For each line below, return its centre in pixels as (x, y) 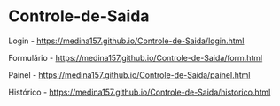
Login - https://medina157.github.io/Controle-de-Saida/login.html (126, 41)
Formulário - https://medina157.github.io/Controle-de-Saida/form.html (136, 57)
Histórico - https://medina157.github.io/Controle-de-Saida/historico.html (140, 92)
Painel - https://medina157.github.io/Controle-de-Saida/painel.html (129, 75)
